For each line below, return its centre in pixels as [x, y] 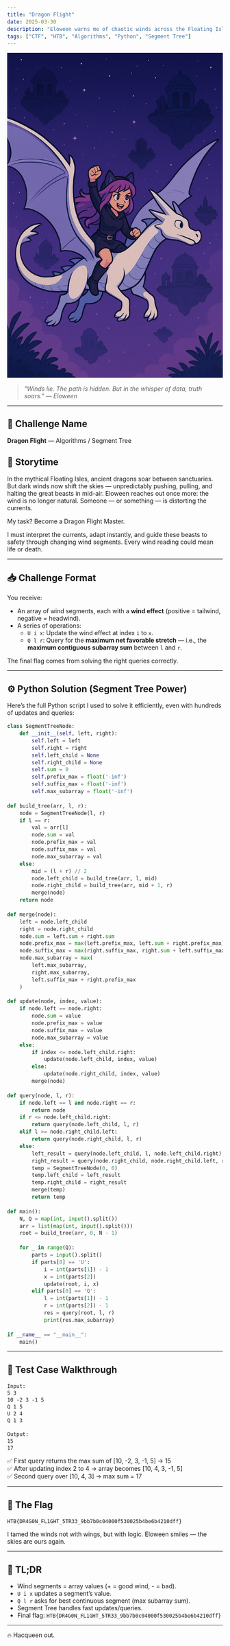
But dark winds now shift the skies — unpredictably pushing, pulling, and [110, 486]
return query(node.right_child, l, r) [87, 1139]
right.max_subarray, [61, 972]
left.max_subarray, [60, 965]
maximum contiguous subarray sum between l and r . [105, 648]
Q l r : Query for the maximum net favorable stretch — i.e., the [117, 640]
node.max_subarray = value [70, 1038]
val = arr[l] [50, 827]
